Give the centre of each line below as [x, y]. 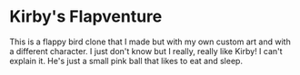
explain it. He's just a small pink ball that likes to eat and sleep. [126, 61]
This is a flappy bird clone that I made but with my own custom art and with [150, 42]
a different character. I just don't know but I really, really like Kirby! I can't [146, 51]
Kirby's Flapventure [86, 17]
